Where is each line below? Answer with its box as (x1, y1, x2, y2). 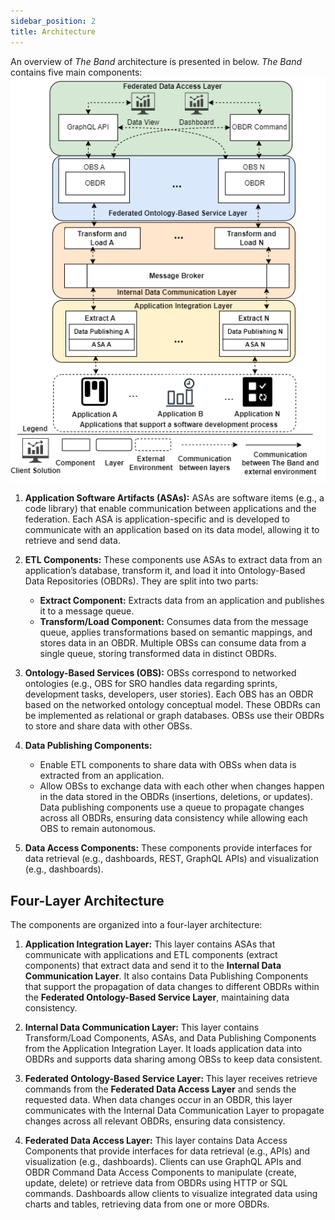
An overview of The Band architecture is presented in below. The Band (10, 55, 302, 67)
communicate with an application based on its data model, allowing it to (24, 524, 320, 536)
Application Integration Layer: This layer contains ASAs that (24, 938, 276, 950)
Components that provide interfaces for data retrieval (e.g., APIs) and (24, 1145, 311, 1157)
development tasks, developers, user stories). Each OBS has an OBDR (24, 688, 314, 700)
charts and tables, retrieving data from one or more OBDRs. (24, 1198, 270, 1210)
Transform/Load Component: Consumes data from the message (39, 616, 309, 628)
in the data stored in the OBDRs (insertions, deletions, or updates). (39, 791, 313, 803)
